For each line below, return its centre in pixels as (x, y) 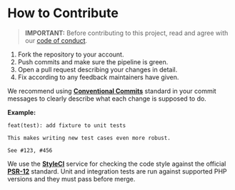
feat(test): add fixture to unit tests (67, 125)
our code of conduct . (56, 40)
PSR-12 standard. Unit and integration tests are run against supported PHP (117, 171)
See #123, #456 (30, 150)
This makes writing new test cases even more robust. (89, 138)
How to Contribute (63, 13)
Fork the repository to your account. (71, 54)
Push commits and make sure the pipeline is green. (93, 61)
